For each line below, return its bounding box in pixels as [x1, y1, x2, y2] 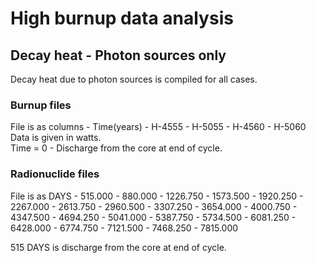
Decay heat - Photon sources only [10, 47, 227, 64]
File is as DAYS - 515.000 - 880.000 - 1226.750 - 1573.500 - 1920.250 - [10, 190, 304, 202]
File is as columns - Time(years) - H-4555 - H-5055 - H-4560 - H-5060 [10, 121, 307, 133]
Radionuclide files [10, 167, 100, 181]
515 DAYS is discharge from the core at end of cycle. [10, 241, 227, 253]
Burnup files [10, 98, 72, 112]
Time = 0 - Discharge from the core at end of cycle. [10, 142, 223, 154]
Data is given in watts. [10, 132, 102, 144]
